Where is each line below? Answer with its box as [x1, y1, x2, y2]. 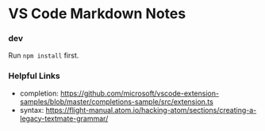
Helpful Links [8, 70, 61, 81]
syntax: [19, 105, 44, 114]
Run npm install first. [8, 51, 79, 60]
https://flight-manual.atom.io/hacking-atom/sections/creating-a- [45, 105, 257, 114]
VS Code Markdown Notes [8, 5, 186, 23]
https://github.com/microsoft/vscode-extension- [60, 88, 220, 98]
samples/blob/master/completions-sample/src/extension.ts [19, 96, 214, 107]
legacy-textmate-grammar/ [19, 114, 109, 123]
